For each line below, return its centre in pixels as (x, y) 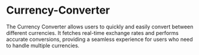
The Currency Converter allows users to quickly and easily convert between (100, 27)
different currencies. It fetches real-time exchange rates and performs (93, 33)
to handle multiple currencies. (43, 46)
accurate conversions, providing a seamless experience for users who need (99, 39)
